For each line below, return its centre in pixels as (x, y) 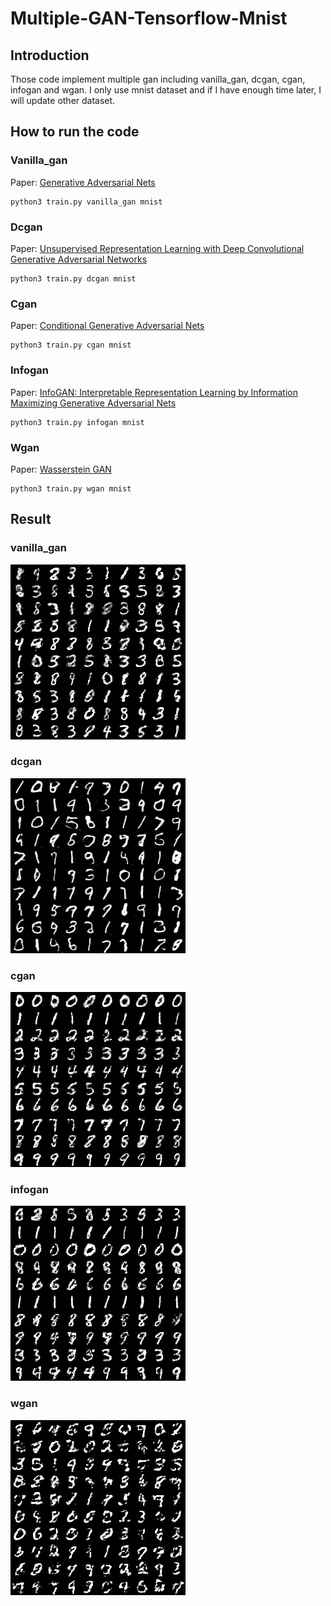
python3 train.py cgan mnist (71, 345)
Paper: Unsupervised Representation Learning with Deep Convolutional (157, 248)
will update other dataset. (63, 100)
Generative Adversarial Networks (79, 259)
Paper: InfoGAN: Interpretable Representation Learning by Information (154, 392)
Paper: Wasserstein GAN (61, 469)
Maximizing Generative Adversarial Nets (93, 403)
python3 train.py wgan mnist (71, 488)
